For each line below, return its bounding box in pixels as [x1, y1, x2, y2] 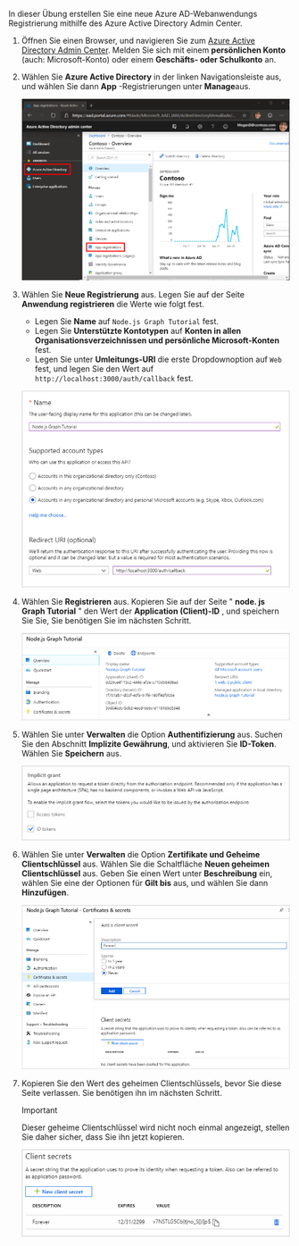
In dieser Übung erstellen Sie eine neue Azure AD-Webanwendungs [8, 9, 258, 19]
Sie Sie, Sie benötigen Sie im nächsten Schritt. [21, 615, 192, 626]
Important [21, 1104, 58, 1116]
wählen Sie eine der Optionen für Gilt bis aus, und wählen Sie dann [21, 877, 269, 888]
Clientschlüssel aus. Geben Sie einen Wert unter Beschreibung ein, [21, 867, 273, 879]
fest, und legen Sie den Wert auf [34, 363, 154, 374]
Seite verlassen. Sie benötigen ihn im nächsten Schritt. [21, 1087, 222, 1098]
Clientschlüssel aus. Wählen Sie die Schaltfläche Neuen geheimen [21, 858, 270, 869]
